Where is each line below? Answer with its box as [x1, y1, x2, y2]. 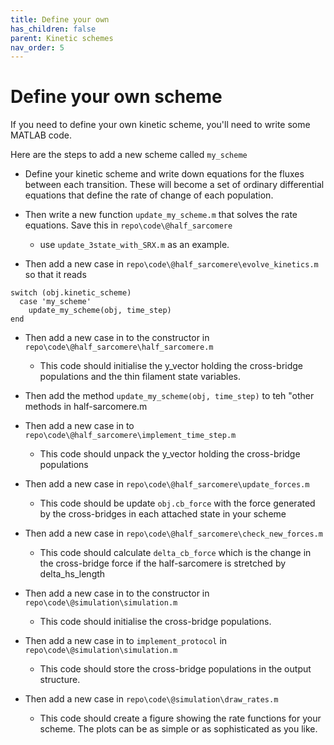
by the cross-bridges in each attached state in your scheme [39, 508, 287, 520]
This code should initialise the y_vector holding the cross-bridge [39, 360, 304, 372]
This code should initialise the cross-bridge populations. [39, 616, 272, 628]
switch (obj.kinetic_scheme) [10, 288, 132, 298]
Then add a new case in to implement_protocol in [24, 635, 228, 647]
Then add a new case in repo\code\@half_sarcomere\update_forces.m [24, 478, 310, 490]
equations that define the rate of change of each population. [24, 189, 274, 201]
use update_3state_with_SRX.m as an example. [39, 239, 230, 251]
